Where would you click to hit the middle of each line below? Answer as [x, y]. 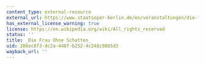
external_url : [24, 18]
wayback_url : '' [27, 52]
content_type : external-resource [49, 12]
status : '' [20, 35]
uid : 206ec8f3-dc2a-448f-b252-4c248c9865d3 [63, 46]
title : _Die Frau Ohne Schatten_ [49, 40]
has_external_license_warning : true [53, 23]
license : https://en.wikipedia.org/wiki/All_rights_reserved [86, 29]
